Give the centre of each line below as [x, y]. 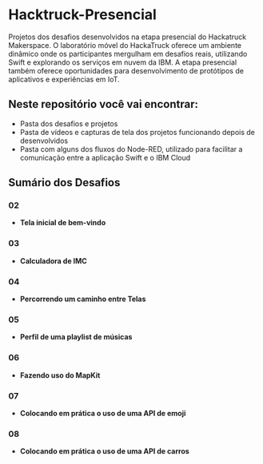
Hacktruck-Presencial [83, 15]
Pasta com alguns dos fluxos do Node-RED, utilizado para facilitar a [131, 149]
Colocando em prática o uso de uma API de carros [104, 451]
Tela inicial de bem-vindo [63, 223]
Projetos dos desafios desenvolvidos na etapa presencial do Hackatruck [127, 37]
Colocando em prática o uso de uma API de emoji [103, 413]
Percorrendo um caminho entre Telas [83, 299]
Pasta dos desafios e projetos [69, 123]
